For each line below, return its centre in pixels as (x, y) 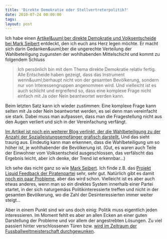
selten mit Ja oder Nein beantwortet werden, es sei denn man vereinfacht (81, 111)
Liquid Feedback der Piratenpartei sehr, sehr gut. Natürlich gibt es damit (80, 174)
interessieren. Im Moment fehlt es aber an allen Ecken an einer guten (76, 215)
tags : (11, 19)
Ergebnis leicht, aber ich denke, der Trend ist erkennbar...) (65, 158)
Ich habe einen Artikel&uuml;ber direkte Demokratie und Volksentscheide (81, 38)
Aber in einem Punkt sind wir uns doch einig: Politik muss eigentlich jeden (81, 210)
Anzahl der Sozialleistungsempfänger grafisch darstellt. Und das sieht (77, 137)
